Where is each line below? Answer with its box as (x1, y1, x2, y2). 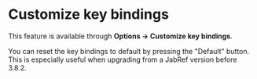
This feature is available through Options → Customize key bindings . (8, 31, 233, 41)
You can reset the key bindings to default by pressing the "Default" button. (8, 46, 250, 56)
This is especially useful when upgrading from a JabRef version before (8, 55, 237, 64)
